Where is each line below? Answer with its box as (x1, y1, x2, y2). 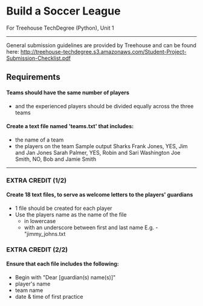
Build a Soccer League (6, 4, 121, 18)
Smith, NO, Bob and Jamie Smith (14, 155, 97, 163)
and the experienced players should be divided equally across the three (14, 102, 194, 109)
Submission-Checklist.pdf (6, 54, 71, 62)
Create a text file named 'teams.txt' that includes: (6, 123, 134, 130)
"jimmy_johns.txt (24, 230, 66, 237)
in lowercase (24, 217, 56, 224)
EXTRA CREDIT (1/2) (6, 176, 67, 184)
